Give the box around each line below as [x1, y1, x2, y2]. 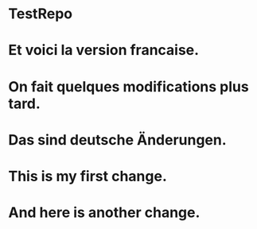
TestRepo [8, 5, 73, 23]
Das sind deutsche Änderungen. [8, 130, 227, 149]
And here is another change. [8, 204, 201, 222]
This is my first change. [8, 167, 167, 185]
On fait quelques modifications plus [8, 77, 249, 95]
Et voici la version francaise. [8, 41, 200, 60]
